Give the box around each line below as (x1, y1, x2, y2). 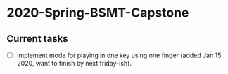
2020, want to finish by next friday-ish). (16, 59, 132, 68)
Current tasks (6, 33, 68, 45)
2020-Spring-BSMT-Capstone (6, 5, 189, 21)
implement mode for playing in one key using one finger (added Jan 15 (16, 51, 222, 59)
